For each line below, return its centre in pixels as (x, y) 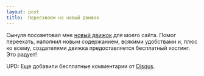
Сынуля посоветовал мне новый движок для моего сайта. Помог (91, 35)
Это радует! (22, 54)
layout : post (23, 12)
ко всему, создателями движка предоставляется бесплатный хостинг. (98, 48)
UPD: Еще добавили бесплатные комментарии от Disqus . (81, 66)
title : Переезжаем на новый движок (53, 18)
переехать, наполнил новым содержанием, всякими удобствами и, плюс (102, 41)
